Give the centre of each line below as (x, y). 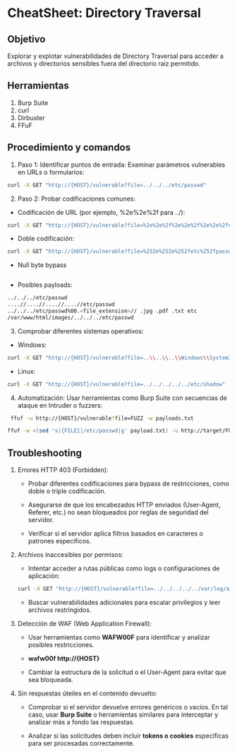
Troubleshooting (45, 453)
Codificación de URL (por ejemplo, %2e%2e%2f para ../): (101, 212)
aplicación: (44, 576)
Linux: (26, 371)
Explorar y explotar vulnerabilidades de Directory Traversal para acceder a (116, 56)
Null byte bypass (42, 265)
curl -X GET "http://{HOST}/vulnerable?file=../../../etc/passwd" (107, 185)
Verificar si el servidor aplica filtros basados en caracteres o (115, 534)
